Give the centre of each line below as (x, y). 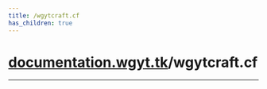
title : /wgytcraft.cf (44, 15)
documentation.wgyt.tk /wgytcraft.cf (133, 62)
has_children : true (41, 23)
